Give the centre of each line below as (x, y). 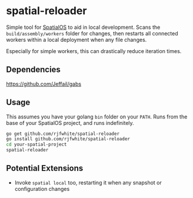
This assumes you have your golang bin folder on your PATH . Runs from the (97, 117)
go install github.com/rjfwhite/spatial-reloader (68, 139)
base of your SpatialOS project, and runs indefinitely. (70, 123)
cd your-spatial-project (36, 145)
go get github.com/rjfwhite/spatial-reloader (63, 134)
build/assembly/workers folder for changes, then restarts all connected (92, 33)
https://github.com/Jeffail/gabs (44, 84)
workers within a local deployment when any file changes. (76, 39)
